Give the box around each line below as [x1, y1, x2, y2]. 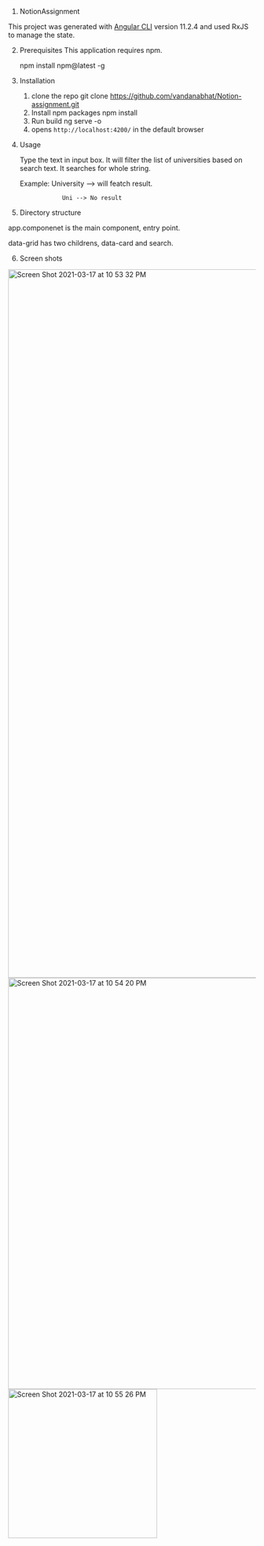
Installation [19, 76, 56, 85]
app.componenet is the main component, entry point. [8, 224, 181, 232]
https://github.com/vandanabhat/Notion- [109, 91, 242, 101]
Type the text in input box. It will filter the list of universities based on [19, 155, 243, 165]
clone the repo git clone [31, 91, 108, 101]
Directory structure [19, 208, 82, 217]
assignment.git [31, 100, 80, 109]
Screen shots [19, 253, 63, 263]
